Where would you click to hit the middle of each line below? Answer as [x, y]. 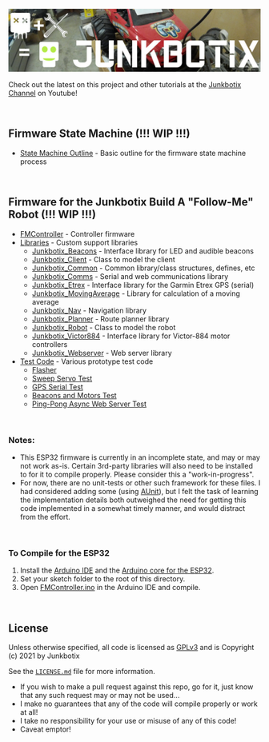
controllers [50, 344]
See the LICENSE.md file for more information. [82, 672]
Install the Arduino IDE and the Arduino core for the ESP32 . [117, 570]
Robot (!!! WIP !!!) [52, 215]
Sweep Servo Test [62, 378]
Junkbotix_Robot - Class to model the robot [104, 327]
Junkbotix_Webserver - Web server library [102, 353]
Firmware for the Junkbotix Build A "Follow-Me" [131, 202]
